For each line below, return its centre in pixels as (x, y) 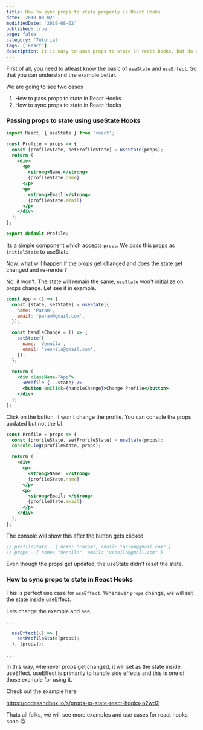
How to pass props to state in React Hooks (68, 98)
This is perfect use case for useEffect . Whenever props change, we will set (100, 593)
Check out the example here (41, 691)
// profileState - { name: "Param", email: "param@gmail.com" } (89, 547)
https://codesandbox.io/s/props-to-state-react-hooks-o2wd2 (83, 703)
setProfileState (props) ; (48, 639)
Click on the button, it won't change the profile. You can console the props (99, 417)
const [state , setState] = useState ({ (61, 304)
